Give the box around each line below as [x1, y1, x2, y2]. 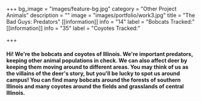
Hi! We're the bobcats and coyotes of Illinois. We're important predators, [6, 50, 193, 57]
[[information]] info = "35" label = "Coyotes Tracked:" [6, 24, 141, 32]
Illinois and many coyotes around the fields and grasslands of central [6, 82, 184, 90]
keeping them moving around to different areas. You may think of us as [6, 63, 189, 71]
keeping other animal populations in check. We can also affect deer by [6, 57, 188, 64]
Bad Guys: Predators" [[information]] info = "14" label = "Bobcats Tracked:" [6, 18, 196, 25]
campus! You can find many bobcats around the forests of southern [6, 76, 181, 83]
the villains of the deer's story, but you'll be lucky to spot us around [6, 69, 180, 77]
